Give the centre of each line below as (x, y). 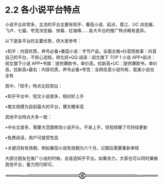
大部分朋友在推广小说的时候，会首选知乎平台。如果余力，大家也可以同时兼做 (81, 158)
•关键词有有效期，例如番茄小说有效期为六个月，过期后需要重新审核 (72, 148)
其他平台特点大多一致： (28, 117)
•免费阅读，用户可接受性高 (32, 137)
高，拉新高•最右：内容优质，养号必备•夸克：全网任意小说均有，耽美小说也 (80, 69)
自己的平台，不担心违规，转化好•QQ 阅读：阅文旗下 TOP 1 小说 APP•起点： (81, 57)
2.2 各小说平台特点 (43, 10)
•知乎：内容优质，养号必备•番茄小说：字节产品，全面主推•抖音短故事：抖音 (81, 51)
